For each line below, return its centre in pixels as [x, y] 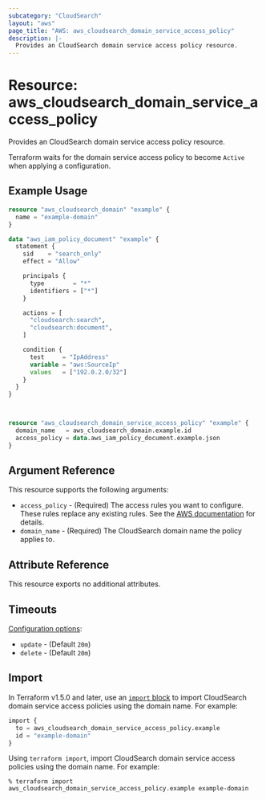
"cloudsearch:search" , [67, 320]
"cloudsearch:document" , [71, 328]
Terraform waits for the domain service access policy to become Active [127, 157]
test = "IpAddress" [69, 357]
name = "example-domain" [57, 217]
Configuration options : [45, 629]
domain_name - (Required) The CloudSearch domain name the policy [131, 531]
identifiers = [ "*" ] [64, 291]
